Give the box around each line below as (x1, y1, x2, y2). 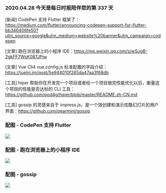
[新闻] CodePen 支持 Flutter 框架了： (5, 16, 80, 23)
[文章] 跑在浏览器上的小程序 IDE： (5, 48, 74, 54)
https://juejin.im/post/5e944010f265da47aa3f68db (5, 69, 109, 75)
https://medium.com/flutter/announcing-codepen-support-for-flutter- (5, 22, 147, 28)
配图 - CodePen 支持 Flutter (5, 122, 72, 129)
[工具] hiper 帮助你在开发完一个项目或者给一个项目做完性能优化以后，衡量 (5, 80, 156, 86)
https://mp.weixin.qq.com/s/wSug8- (74, 48, 148, 54)
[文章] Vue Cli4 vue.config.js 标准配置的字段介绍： (5, 64, 108, 70)
